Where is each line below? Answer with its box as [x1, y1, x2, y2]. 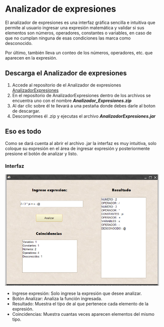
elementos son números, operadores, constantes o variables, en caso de [5, 30, 152, 36]
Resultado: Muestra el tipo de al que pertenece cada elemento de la [12, 301, 149, 307]
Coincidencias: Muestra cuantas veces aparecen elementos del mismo [12, 311, 155, 317]
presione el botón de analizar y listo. [5, 150, 78, 157]
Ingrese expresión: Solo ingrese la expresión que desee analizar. [12, 290, 142, 296]
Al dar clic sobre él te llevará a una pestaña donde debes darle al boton [12, 102, 156, 108]
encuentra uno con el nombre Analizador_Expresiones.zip [12, 98, 132, 103]
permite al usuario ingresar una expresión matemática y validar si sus [5, 24, 144, 30]
